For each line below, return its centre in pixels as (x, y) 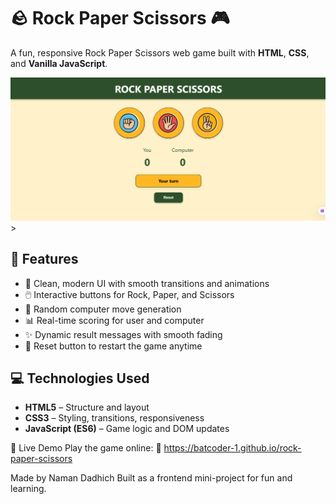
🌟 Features (44, 259)
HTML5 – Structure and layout (87, 407)
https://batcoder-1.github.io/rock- (232, 448)
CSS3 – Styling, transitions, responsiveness (114, 418)
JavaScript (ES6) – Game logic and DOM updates (127, 429)
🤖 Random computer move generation (103, 309)
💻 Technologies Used (80, 378)
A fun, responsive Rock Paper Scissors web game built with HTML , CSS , (160, 52)
